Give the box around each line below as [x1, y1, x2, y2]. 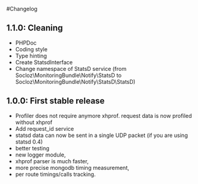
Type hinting [15, 52, 47, 59]
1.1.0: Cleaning [6, 23, 63, 33]
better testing [15, 144, 50, 152]
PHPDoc [15, 39, 37, 46]
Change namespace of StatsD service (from [15, 65, 127, 72]
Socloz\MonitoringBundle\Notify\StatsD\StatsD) [15, 78, 136, 85]
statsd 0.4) [15, 138, 43, 145]
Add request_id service [15, 125, 74, 132]
